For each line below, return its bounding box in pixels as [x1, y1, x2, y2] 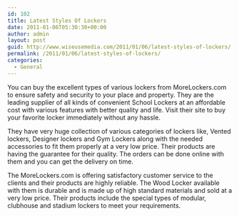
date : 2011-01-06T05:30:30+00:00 [7, 23, 107, 31]
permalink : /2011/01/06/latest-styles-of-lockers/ [7, 51, 161, 58]
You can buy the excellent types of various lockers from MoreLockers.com [7, 83, 227, 91]
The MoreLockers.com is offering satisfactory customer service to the [7, 171, 213, 179]
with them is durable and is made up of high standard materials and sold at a [7, 186, 233, 194]
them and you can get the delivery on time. [7, 157, 134, 166]
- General [14, 63, 43, 70]
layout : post [7, 37, 46, 44]
